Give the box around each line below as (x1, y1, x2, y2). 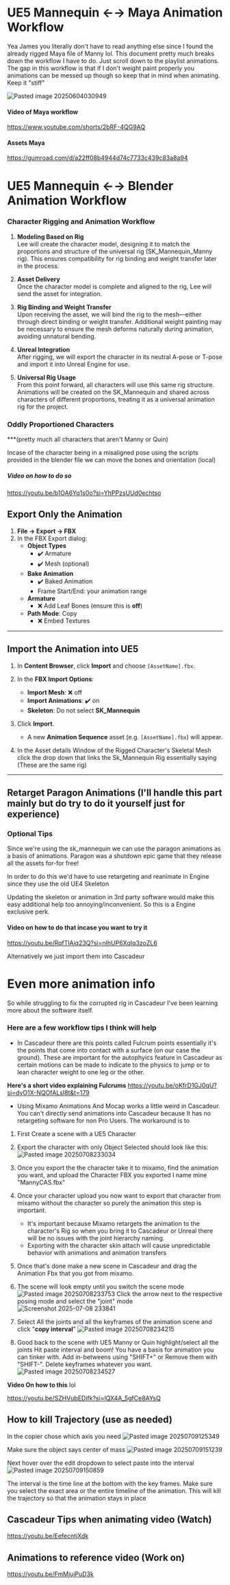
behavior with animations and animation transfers (27, 1248, 167, 1257)
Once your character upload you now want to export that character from (16, 1191, 221, 1199)
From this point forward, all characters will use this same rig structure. (16, 380, 214, 389)
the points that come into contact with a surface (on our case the (16, 1045, 201, 1054)
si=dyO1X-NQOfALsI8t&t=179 (7, 1088, 90, 1096)
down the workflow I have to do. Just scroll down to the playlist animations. (7, 56, 220, 65)
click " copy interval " (16, 1325, 77, 1333)
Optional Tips (7, 829, 53, 839)
